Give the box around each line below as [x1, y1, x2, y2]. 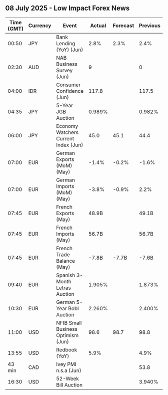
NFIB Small [55, 319, 82, 326]
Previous [139, 22, 161, 29]
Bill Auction [55, 381, 83, 388]
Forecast [112, 22, 134, 29]
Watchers [55, 129, 79, 136]
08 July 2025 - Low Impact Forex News [5, 4, 130, 13]
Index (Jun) [55, 141, 83, 148]
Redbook [55, 346, 77, 353]
